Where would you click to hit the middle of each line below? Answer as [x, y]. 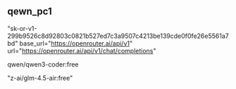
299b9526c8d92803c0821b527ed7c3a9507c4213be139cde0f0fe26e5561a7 [118, 36]
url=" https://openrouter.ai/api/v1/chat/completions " [82, 50]
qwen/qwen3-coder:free [43, 64]
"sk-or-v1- [22, 28]
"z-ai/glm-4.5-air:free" [40, 78]
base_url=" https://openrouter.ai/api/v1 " [76, 43]
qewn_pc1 [30, 12]
